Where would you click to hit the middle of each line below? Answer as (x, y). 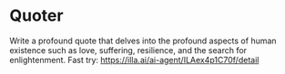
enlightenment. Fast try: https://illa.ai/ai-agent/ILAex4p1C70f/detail (134, 60)
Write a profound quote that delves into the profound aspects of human (143, 41)
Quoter (36, 16)
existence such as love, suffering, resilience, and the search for (128, 50)
